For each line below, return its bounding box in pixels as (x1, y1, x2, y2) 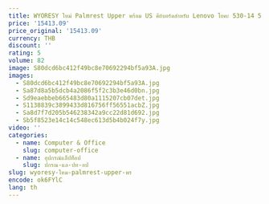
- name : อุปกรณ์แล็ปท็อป (15, 153, 81, 161)
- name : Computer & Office (15, 138, 106, 147)
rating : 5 (8, 49, 42, 57)
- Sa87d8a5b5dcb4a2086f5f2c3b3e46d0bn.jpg (15, 86, 160, 95)
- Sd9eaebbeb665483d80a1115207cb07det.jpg (15, 94, 160, 102)
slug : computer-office (22, 146, 99, 154)
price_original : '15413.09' (8, 27, 103, 35)
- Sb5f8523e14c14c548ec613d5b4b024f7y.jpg (15, 116, 160, 124)
